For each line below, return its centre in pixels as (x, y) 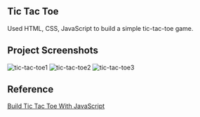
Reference (31, 89)
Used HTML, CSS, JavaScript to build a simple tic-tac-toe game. (100, 28)
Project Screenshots (53, 51)
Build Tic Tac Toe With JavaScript (56, 106)
